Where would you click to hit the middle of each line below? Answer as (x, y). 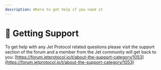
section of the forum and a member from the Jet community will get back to (81, 52)
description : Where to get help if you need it (54, 9)
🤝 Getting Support (42, 33)
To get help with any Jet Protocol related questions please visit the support (80, 47)
